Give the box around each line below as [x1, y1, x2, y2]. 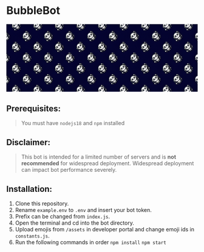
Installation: [6, 183, 53, 194]
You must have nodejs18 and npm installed [21, 120, 125, 127]
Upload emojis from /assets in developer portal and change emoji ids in [15, 226, 194, 233]
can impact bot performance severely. [21, 166, 117, 174]
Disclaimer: [6, 137, 50, 148]
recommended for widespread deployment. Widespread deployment [21, 160, 194, 167]
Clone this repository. [15, 200, 69, 207]
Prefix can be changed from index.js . [15, 213, 110, 220]
